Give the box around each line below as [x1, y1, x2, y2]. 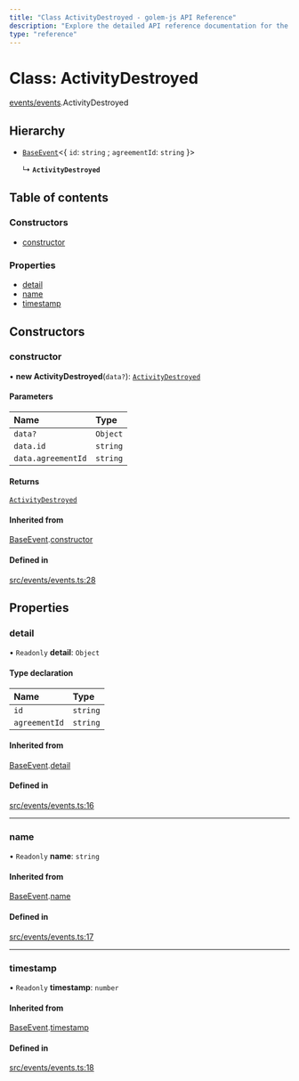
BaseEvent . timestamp [9, 1022, 89, 1033]
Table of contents [9, 190, 109, 205]
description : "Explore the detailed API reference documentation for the [9, 21, 289, 30]
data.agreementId [13, 453, 87, 463]
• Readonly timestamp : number [9, 981, 119, 993]
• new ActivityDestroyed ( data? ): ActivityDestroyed [9, 370, 201, 381]
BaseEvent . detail [9, 760, 71, 770]
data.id [13, 442, 46, 451]
